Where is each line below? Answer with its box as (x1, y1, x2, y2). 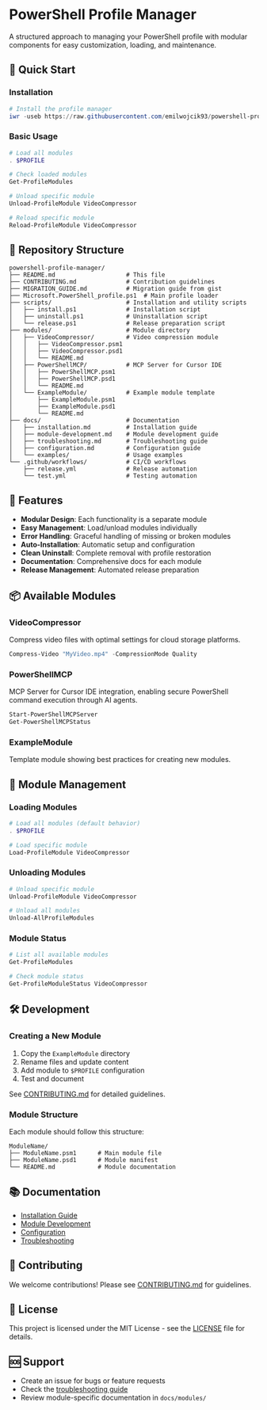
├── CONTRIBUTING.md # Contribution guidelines (9, 278, 216, 286)
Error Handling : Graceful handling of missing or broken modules (20, 532, 231, 541)
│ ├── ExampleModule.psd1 (9, 402, 116, 411)
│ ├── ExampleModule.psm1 (9, 396, 116, 404)
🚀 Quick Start (9, 63, 76, 77)
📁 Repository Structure (9, 243, 124, 257)
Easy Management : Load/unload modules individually (20, 523, 197, 532)
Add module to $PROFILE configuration (20, 1065, 145, 1075)
